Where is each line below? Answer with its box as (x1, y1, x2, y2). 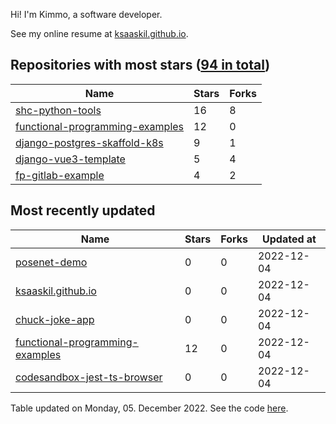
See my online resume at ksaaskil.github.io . (10, 28, 189, 39)
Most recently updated (10, 202, 156, 219)
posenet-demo (15, 255, 88, 269)
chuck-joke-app (15, 312, 95, 326)
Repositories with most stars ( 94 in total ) (10, 57, 271, 74)
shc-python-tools (15, 103, 102, 117)
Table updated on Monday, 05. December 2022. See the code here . (10, 402, 289, 414)
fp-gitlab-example (15, 168, 105, 182)
